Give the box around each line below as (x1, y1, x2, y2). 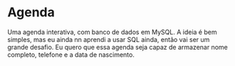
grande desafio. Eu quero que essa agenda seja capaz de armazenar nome (7, 43, 228, 51)
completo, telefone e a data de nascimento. (7, 50, 135, 59)
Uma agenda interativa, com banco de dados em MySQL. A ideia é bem (7, 28, 217, 36)
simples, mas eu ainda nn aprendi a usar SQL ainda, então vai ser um (7, 35, 210, 43)
